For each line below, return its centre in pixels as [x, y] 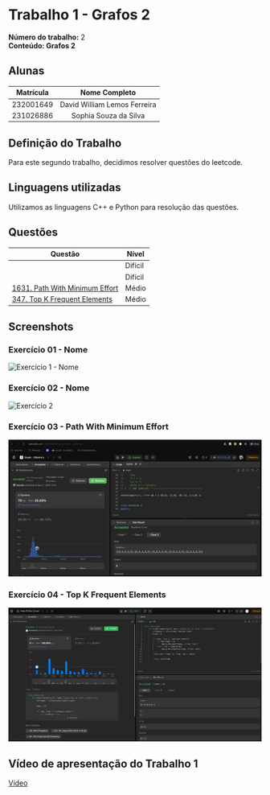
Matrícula [33, 93]
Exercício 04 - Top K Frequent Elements [87, 595]
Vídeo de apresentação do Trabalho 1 [103, 763]
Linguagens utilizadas [65, 188]
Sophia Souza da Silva [108, 115]
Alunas [27, 71]
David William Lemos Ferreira [108, 104]
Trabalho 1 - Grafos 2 [79, 15]
